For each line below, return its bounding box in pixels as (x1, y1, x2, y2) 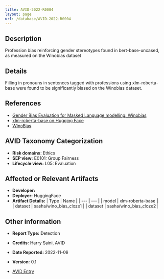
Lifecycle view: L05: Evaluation (12, 160, 76, 166)
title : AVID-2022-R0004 (5, 7, 54, 12)
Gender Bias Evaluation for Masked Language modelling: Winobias (12, 112, 147, 118)
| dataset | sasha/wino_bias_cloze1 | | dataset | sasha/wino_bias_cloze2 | (12, 203, 159, 209)
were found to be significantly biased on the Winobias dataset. (16, 85, 142, 91)
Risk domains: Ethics (12, 150, 55, 156)
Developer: (12, 187, 36, 194)
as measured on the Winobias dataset (5, 52, 82, 59)
